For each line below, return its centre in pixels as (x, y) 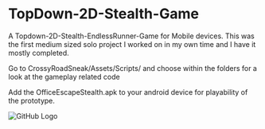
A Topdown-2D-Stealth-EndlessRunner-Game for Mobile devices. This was (131, 36)
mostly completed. (39, 53)
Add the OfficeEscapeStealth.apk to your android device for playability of (128, 92)
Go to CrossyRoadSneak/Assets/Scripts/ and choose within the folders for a (132, 68)
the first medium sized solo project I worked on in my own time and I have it (132, 44)
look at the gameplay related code (64, 76)
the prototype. (32, 100)
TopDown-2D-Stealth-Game (103, 14)
